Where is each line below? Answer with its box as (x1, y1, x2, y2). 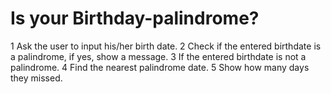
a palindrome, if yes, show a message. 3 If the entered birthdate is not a (10, 50, 307, 62)
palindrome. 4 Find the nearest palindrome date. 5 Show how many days (10, 61, 310, 73)
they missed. (10, 72, 63, 84)
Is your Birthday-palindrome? (10, 7, 260, 30)
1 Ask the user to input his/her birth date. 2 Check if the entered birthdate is (10, 40, 322, 52)
